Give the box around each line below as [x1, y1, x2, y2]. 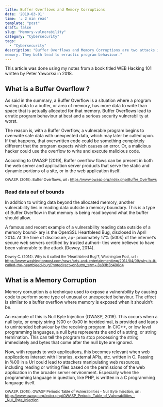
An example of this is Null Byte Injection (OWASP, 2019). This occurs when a [5, 314, 158, 320]
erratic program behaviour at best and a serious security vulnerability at [5, 113, 149, 119]
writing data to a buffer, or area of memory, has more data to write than [5, 103, 147, 109]
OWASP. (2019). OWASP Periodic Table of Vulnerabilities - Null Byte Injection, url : [5, 389, 142, 394]
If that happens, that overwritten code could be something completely [5, 138, 145, 144]
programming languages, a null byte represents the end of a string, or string [5, 329, 157, 335]
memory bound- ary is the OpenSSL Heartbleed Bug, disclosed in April [5, 229, 147, 235]
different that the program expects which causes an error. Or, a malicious [5, 143, 151, 149]
